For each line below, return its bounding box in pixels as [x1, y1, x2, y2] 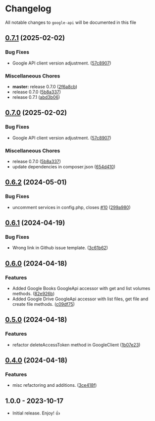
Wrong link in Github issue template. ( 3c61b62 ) [12, 245, 108, 251]
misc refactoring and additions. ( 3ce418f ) [12, 382, 97, 388]
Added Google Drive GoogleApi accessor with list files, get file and [12, 296, 149, 302]
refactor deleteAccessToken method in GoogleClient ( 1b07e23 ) [12, 342, 141, 348]
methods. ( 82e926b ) [12, 290, 55, 296]
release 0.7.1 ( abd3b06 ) [12, 94, 60, 100]
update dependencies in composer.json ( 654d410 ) [12, 163, 115, 169]
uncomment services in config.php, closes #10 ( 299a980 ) [12, 204, 131, 210]
